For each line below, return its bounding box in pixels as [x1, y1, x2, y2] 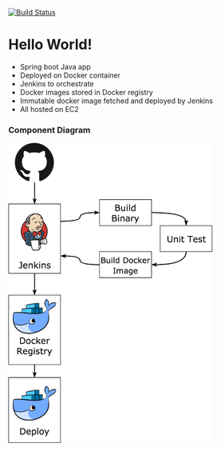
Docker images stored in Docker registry [19, 87, 153, 97]
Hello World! [8, 36, 93, 54]
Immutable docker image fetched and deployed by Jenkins [19, 96, 214, 106]
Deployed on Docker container [19, 70, 121, 80]
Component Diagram [8, 124, 91, 135]
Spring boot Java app [19, 62, 92, 71]
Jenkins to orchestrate [19, 78, 94, 88]
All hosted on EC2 [19, 104, 80, 114]
